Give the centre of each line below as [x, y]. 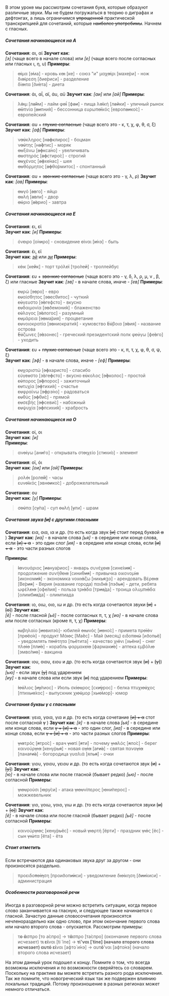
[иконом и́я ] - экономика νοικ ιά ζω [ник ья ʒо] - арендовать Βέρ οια [88, 579]
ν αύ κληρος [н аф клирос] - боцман [54, 139]
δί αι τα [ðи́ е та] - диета [41, 84]
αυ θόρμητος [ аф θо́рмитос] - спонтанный [62, 166]
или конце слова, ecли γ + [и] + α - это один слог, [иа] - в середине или [83, 728]
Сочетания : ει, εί [23, 226]
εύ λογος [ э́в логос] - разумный [51, 313]
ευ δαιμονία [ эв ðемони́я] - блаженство [59, 307]
